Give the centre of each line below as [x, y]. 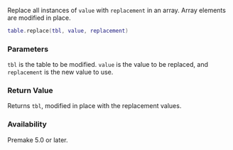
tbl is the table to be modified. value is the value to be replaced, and [108, 65]
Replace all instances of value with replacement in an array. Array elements [116, 10]
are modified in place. [39, 18]
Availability [27, 124]
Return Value [30, 90]
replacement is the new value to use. [60, 72]
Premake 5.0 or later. [38, 140]
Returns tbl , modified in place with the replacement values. [94, 106]
